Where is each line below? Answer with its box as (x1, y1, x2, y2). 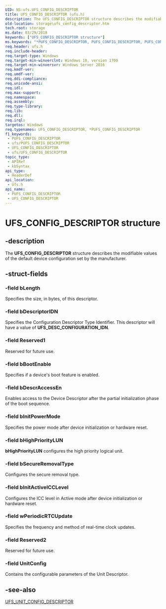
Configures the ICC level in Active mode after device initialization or (5, 495, 143, 501)
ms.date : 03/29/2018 (5, 30, 48, 35)
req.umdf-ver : (5, 72, 35, 77)
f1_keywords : (5, 132, 32, 137)
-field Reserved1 (5, 337, 45, 344)
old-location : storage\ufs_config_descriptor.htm (5, 21, 110, 26)
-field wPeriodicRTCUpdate (5, 513, 73, 520)
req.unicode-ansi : (5, 81, 43, 86)
